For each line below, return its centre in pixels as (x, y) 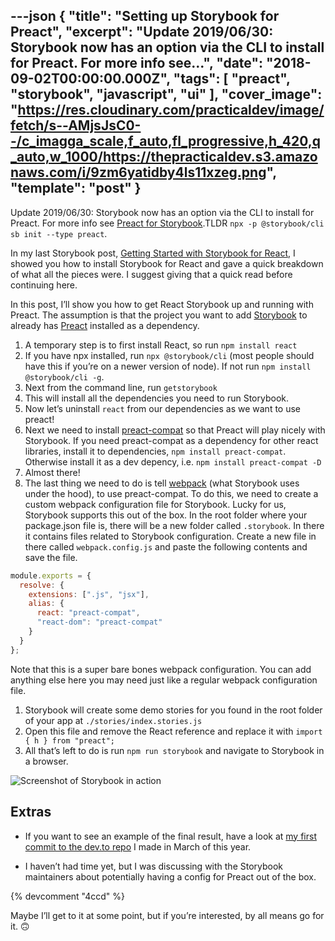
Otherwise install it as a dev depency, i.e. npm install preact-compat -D (173, 461)
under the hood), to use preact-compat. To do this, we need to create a (171, 493)
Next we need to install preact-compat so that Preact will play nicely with (175, 430)
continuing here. (44, 285)
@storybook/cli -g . (64, 376)
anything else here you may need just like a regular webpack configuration (164, 680)
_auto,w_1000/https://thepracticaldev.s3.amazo (164, 157)
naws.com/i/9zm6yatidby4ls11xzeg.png (138, 172)
